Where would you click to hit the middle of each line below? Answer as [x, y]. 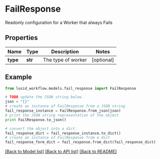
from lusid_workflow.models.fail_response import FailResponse [71, 88]
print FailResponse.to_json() [36, 120]
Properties [21, 38]
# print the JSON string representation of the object [62, 115]
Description [65, 51]
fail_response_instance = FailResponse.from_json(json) [63, 111]
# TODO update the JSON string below [43, 97]
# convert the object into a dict [40, 129]
